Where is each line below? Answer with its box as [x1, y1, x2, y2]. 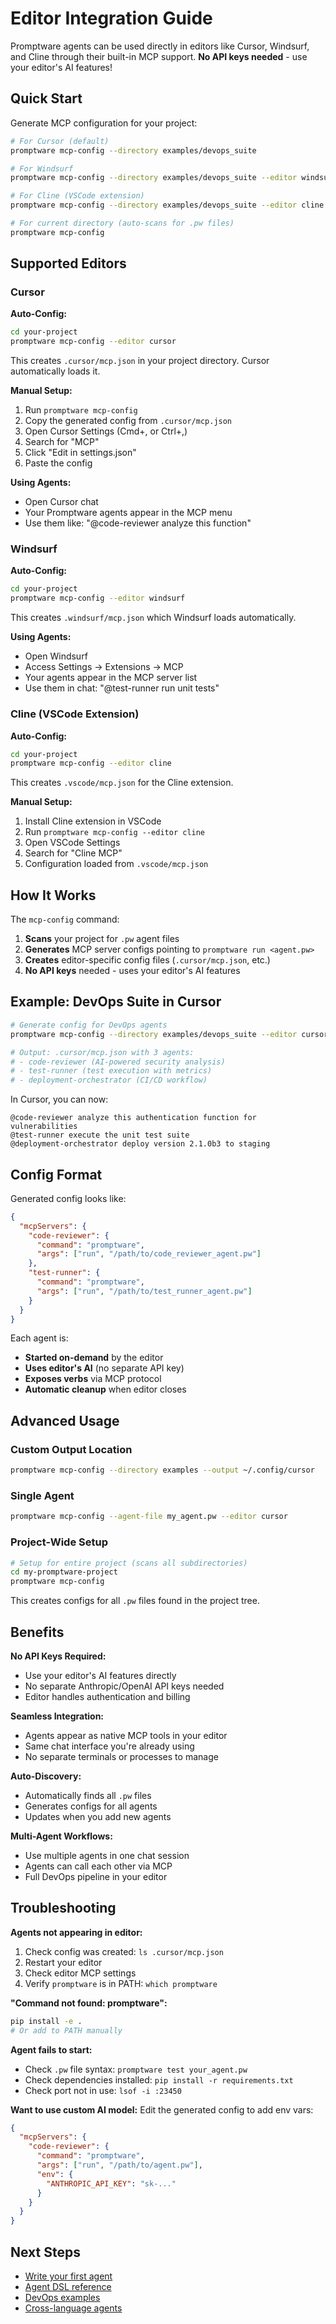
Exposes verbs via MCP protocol [24, 1373, 162, 1385]
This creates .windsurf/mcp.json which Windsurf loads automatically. [10, 612, 297, 624]
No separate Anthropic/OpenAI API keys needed [24, 1680, 225, 1692]
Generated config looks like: [10, 1192, 127, 1204]
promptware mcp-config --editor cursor [10, 337, 177, 347]
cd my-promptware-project [10, 1567, 118, 1577]
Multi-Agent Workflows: [10, 1830, 113, 1842]
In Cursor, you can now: [10, 1093, 109, 1106]
